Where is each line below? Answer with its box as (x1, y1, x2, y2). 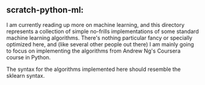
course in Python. (6, 53, 51, 61)
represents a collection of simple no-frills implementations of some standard (6, 28, 199, 35)
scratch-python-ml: (6, 5, 84, 15)
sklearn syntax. (6, 72, 45, 79)
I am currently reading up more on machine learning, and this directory (6, 21, 185, 28)
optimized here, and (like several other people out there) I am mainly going (6, 40, 195, 48)
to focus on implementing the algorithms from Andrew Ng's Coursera (6, 47, 181, 54)
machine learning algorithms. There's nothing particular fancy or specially (6, 34, 193, 42)
